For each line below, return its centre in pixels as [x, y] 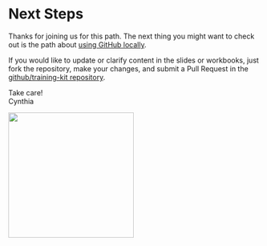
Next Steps [46, 14]
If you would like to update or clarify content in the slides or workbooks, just [133, 60]
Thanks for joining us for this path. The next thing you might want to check [131, 36]
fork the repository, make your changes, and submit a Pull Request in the [128, 68]
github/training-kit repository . [57, 77]
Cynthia [21, 101]
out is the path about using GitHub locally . [77, 44]
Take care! [26, 92]
